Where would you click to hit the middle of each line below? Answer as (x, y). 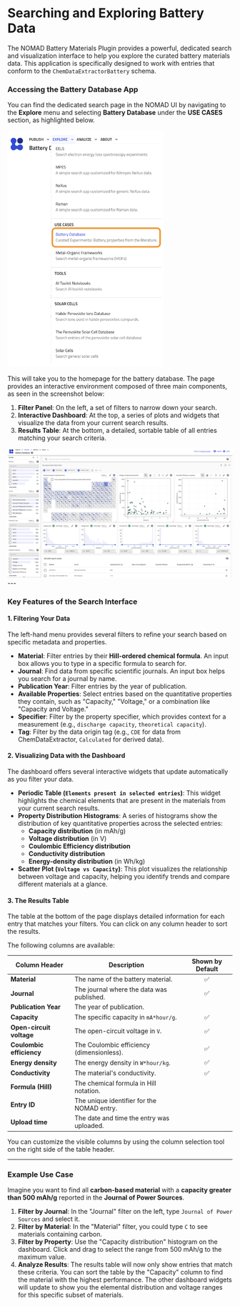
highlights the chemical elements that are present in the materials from (122, 800)
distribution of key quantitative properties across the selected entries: (120, 823)
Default (207, 969)
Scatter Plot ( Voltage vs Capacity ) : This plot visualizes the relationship (122, 869)
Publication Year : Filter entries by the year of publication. (102, 686)
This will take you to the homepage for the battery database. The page (111, 379)
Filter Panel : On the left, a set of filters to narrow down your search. (117, 408)
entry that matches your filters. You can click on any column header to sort (117, 924)
